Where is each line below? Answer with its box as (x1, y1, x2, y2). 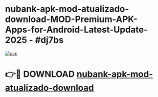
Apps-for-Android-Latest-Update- (5, 24, 148, 35)
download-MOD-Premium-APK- (5, 14, 138, 25)
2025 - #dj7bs (5, 35, 64, 46)
